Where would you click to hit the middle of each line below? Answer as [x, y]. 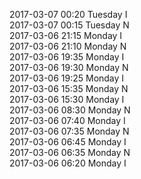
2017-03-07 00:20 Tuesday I [68, 14]
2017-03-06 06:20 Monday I [68, 163]
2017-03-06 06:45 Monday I [68, 142]
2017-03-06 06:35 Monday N [70, 152]
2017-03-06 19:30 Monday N [69, 67]
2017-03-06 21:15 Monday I [66, 35]
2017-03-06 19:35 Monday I [67, 57]
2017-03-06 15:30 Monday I [67, 99]
